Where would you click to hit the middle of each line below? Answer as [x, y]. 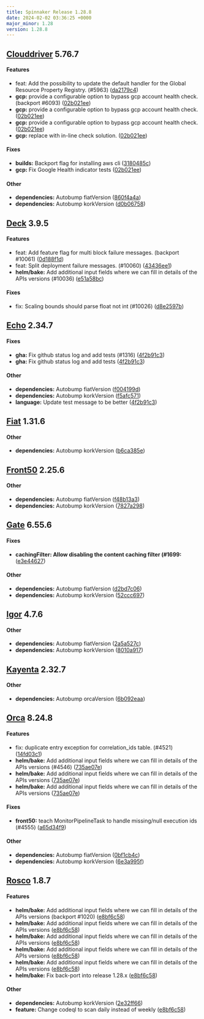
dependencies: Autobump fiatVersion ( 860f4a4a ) [78, 198]
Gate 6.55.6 [29, 525]
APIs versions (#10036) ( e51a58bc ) [59, 278]
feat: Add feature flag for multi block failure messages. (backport [97, 252]
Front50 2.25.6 [36, 470]
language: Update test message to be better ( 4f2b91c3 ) [86, 402]
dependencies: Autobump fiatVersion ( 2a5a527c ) [78, 644]
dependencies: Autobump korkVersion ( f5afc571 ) [78, 395]
